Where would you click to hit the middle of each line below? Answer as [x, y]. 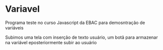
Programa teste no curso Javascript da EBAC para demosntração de [75, 23]
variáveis [14, 27]
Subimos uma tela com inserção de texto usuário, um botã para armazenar [81, 37]
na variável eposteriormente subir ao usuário [51, 42]
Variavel [22, 9]
